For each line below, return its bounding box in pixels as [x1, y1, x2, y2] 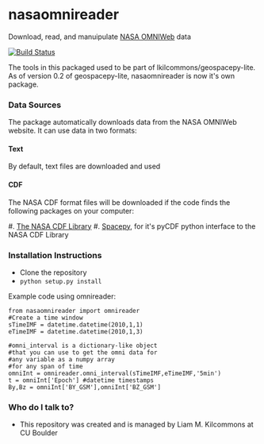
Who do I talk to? [8, 401, 75, 412]
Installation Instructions [8, 249, 102, 261]
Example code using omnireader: [8, 291, 117, 301]
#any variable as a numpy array [8, 355, 115, 363]
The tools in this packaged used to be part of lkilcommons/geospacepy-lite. [8, 62, 256, 72]
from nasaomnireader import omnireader [8, 307, 140, 315]
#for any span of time [8, 362, 83, 370]
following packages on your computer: [8, 206, 135, 215]
